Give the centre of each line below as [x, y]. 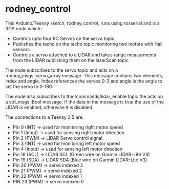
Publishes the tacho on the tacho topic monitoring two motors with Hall [88, 44]
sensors [21, 49]
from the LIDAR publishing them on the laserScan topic [71, 60]
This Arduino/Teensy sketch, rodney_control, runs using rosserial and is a [82, 23]
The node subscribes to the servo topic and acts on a [62, 70]
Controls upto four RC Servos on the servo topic [64, 38]
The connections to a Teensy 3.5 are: [45, 117]
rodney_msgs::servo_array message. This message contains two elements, [84, 75]
